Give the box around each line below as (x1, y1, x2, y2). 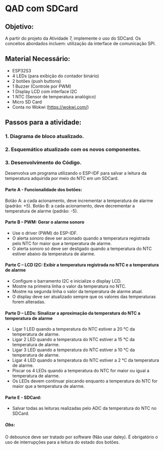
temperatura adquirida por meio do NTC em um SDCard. (5, 176, 119, 181)
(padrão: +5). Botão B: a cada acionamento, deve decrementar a (5, 202, 135, 208)
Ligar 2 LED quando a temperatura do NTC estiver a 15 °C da (12, 337, 135, 342)
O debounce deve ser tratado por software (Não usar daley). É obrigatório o (5, 434, 158, 440)
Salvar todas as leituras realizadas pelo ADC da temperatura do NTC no (12, 405, 157, 411)
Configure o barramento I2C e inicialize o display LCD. (12, 278, 121, 284)
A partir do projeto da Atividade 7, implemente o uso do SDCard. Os (5, 35, 141, 41)
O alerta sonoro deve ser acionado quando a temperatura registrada (12, 235, 150, 241)
